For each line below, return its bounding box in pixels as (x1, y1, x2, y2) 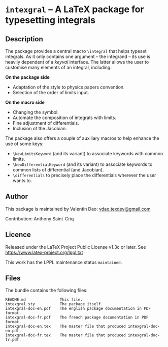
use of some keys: (5, 141, 44, 147)
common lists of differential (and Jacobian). (12, 167, 104, 172)
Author (5, 192, 28, 201)
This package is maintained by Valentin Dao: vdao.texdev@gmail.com (5, 206, 151, 212)
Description (5, 35, 43, 43)
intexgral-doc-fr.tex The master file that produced (5, 333, 126, 338)
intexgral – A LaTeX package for (5, 4, 144, 15)
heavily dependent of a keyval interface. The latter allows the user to (5, 59, 149, 65)
